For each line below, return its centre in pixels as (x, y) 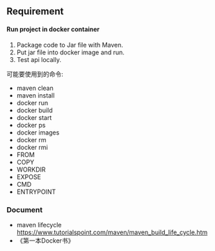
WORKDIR (31, 169)
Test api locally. (39, 59)
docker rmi (32, 147)
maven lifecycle (39, 225)
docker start (34, 117)
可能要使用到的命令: (35, 74)
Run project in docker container (53, 29)
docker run (32, 102)
